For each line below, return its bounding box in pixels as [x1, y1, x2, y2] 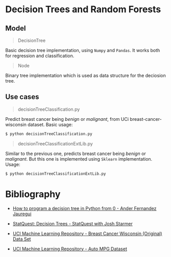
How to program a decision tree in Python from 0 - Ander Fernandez [12, 205, 157, 211]
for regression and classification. [5, 53, 75, 59]
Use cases [5, 93, 39, 101]
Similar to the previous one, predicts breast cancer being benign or [5, 150, 146, 157]
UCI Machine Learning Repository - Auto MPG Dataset [12, 246, 128, 252]
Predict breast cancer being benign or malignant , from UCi [5, 116, 129, 122]
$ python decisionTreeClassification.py [5, 131, 93, 136]
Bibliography [5, 188, 61, 200]
